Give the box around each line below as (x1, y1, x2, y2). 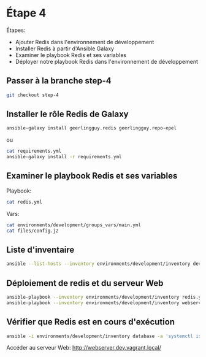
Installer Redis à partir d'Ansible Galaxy (15, 45, 115, 52)
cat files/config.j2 (6, 228, 59, 234)
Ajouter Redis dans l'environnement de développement (15, 38, 154, 45)
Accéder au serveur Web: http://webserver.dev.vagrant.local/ (6, 344, 161, 351)
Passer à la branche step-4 (6, 75, 112, 86)
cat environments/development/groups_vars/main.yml (6, 221, 141, 228)
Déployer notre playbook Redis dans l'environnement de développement (15, 58, 198, 65)
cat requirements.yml (6, 148, 62, 155)
